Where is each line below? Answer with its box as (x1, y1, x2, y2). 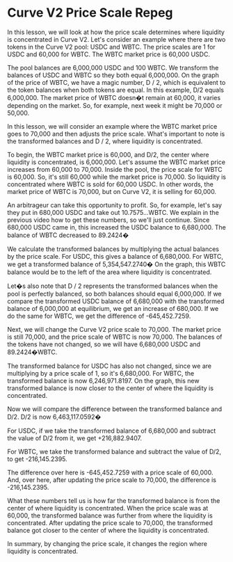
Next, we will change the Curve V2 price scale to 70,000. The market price (7, 325, 221, 333)
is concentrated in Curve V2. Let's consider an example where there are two (7, 35, 226, 43)
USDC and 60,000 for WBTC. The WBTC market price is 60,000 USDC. (7, 50, 211, 58)
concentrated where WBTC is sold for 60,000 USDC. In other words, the (7, 179, 214, 188)
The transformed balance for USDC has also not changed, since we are (7, 362, 212, 370)
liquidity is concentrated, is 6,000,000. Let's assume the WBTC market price (7, 158, 226, 166)
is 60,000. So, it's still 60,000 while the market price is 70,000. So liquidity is (7, 172, 226, 181)
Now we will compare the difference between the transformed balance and (7, 405, 223, 413)
